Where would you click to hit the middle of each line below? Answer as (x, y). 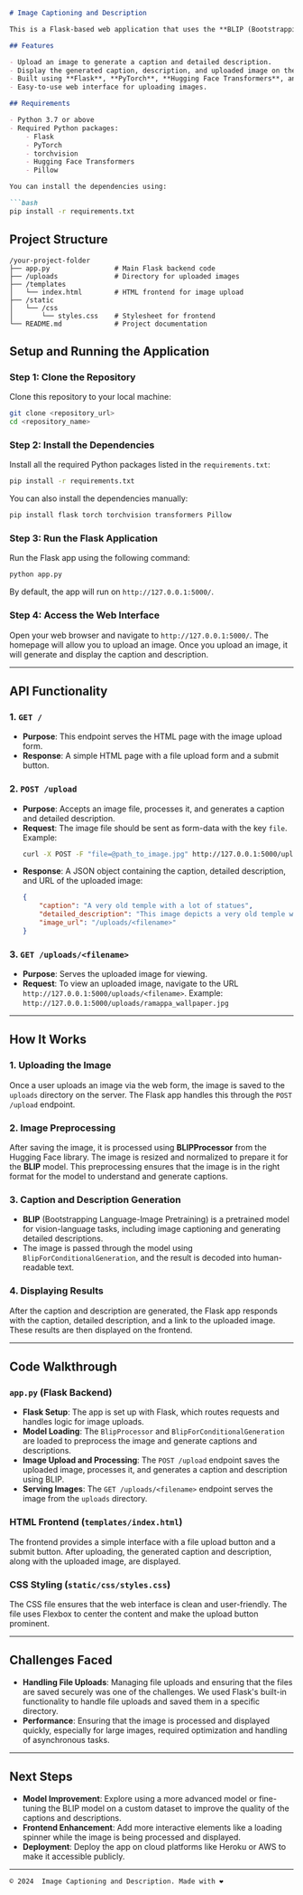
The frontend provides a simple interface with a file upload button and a (142, 1541)
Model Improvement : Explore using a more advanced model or (139, 1798)
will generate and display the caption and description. (109, 654)
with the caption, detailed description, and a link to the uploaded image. (142, 1320)
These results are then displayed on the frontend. (101, 1330)
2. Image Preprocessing (62, 1128)
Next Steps (41, 1777)
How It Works (48, 1040)
